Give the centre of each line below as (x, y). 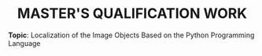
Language (24, 43)
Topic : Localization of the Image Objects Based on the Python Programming (131, 35)
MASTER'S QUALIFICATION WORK (132, 14)
